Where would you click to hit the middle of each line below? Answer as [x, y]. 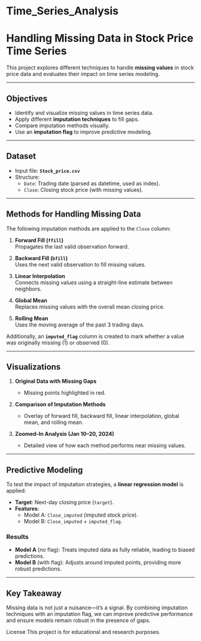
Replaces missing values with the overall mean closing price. [90, 307]
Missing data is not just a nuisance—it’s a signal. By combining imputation [97, 608]
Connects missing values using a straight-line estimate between [94, 282]
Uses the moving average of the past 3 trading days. [80, 325]
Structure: [27, 177]
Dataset [21, 156]
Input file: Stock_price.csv [47, 170]
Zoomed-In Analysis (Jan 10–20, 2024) [65, 434]
